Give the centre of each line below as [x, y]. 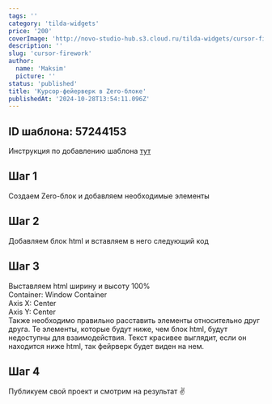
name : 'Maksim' [41, 69]
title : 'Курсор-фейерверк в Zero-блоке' [78, 91]
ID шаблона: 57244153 [68, 132]
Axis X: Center [32, 303]
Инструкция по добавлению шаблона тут [80, 151]
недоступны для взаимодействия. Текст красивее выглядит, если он [127, 338]
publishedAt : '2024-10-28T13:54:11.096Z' [79, 99]
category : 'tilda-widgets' [54, 23]
